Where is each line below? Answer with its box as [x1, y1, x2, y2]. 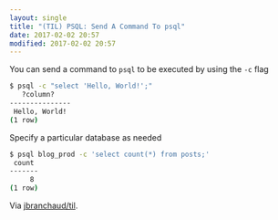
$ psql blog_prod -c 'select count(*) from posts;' [9, 150, 210, 159]
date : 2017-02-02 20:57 [9, 30, 100, 39]
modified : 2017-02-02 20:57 [9, 38, 117, 48]
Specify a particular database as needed [9, 131, 162, 142]
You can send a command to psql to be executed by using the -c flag [9, 64, 269, 75]
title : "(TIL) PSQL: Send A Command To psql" [9, 22, 185, 31]
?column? [21, 90, 55, 100]
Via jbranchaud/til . [9, 200, 78, 211]
